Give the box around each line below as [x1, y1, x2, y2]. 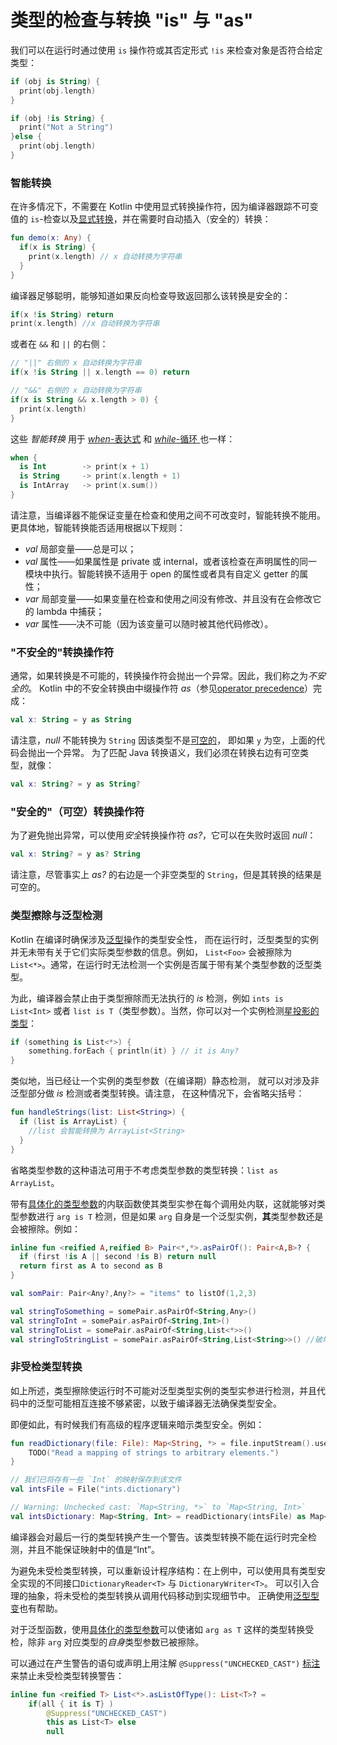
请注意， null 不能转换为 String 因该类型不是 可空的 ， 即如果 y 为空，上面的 [10, 734, 317, 746]
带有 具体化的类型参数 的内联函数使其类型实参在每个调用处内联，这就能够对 [10, 1197, 317, 1210]
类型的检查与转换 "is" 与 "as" [10, 9, 254, 32]
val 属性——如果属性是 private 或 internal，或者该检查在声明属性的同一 [24, 555, 318, 567]
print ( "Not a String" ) [19, 122, 114, 133]
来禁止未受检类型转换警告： [10, 1669, 125, 1681]
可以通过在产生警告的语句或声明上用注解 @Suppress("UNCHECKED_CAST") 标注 [10, 1657, 321, 1669]
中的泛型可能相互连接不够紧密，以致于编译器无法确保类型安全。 [18, 1397, 282, 1409]
